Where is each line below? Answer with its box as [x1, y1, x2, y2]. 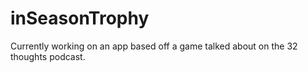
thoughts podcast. [10, 50, 86, 62]
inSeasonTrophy [10, 7, 150, 30]
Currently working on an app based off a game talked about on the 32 [10, 40, 298, 52]
